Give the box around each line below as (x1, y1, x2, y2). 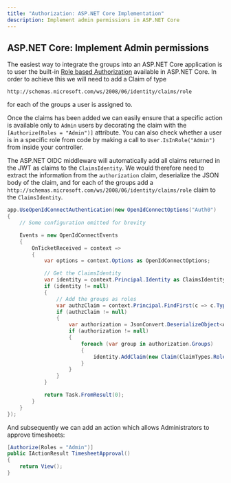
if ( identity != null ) (43, 283, 109, 290)
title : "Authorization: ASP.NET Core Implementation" (7, 10, 165, 17)
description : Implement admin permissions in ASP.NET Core (7, 17, 180, 23)
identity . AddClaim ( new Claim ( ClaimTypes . (93, 353, 214, 360)
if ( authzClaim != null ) (56, 308, 128, 315)
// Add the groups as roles (56, 295, 137, 302)
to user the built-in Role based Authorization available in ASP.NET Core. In (7, 68, 217, 76)
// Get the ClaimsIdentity (43, 270, 122, 277)
